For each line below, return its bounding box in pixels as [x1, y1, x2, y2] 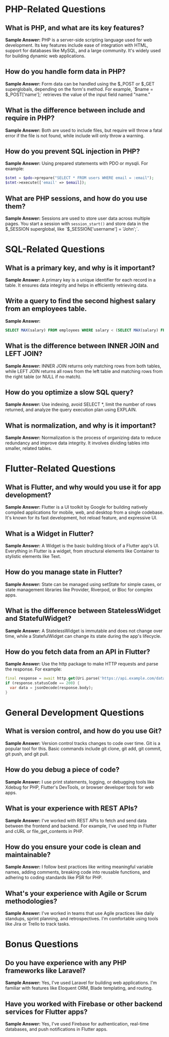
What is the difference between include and [5, 106, 145, 115]
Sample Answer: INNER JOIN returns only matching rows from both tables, [5, 363, 161, 369]
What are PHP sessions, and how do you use [5, 194, 147, 203]
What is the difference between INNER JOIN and [5, 342, 159, 350]
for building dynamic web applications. [5, 53, 86, 59]
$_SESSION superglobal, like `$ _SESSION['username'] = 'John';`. [5, 226, 139, 232]
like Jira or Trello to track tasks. [5, 921, 70, 927]
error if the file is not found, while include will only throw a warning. [5, 132, 145, 139]
